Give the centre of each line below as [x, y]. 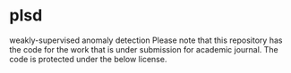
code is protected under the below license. [88, 59]
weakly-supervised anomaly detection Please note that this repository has [146, 40]
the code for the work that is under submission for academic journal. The [144, 49]
